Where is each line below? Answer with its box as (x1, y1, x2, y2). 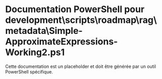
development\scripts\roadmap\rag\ (5, 14, 157, 26)
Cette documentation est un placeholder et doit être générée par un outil (5, 63, 156, 69)
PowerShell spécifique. (5, 68, 53, 74)
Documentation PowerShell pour (5, 4, 145, 15)
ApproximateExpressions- (5, 36, 118, 48)
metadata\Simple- (5, 25, 83, 36)
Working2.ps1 (5, 47, 65, 58)
